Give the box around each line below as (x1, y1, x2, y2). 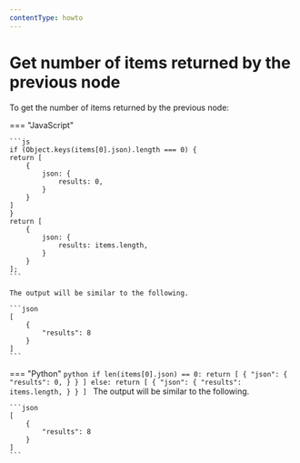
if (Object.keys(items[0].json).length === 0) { (9, 145, 197, 155)
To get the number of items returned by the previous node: (9, 102, 230, 113)
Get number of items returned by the (9, 52, 291, 73)
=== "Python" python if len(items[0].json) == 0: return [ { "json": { (9, 367, 288, 378)
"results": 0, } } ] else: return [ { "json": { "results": (9, 377, 243, 387)
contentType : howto (9, 13, 84, 23)
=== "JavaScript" (9, 119, 75, 130)
